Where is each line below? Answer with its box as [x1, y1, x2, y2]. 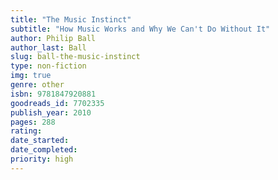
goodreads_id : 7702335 [10, 98, 105, 108]
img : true [10, 71, 52, 81]
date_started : [10, 136, 70, 146]
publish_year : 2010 [10, 107, 92, 118]
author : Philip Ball [10, 33, 97, 43]
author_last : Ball [10, 42, 87, 53]
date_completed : [10, 145, 78, 155]
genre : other [10, 80, 65, 90]
